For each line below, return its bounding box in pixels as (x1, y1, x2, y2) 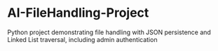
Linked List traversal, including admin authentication (7, 35, 158, 43)
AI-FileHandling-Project (7, 5, 149, 21)
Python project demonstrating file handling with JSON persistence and (7, 28, 212, 36)
